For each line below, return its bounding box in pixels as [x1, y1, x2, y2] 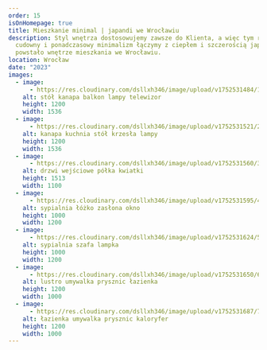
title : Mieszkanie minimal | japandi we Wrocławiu [8, 26, 180, 34]
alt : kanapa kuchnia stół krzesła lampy [22, 130, 158, 138]
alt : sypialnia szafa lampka [22, 241, 119, 249]
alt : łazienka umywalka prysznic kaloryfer [22, 315, 169, 323]
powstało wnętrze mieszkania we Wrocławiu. [15, 49, 161, 56]
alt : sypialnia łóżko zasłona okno [22, 204, 141, 212]
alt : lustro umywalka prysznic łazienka [22, 278, 158, 286]
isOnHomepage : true [8, 19, 73, 27]
